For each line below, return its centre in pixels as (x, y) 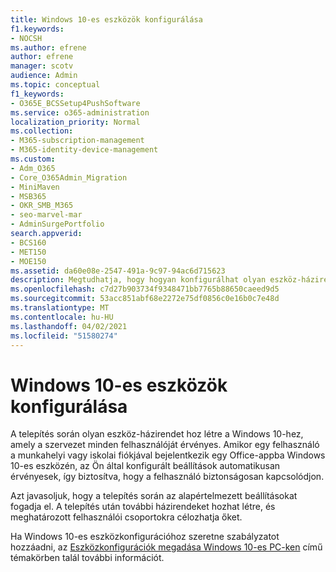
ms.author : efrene (48, 47)
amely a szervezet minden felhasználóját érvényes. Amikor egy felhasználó (165, 445)
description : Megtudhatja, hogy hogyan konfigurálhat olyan (138, 280)
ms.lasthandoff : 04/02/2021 (69, 326)
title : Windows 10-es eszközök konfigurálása (106, 19)
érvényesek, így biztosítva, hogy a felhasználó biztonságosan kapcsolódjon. (167, 477)
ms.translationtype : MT (60, 308)
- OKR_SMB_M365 (42, 206)
